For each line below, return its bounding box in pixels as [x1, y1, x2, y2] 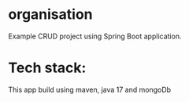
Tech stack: [8, 59, 87, 77]
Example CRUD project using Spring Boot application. [8, 31, 182, 41]
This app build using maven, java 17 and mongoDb [8, 85, 172, 94]
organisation [8, 5, 93, 24]
